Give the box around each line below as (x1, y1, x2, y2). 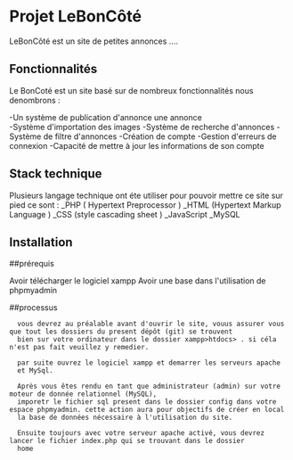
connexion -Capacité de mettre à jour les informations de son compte (9, 140, 265, 151)
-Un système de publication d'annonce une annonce (9, 111, 202, 122)
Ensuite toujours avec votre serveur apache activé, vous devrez (17, 429, 265, 438)
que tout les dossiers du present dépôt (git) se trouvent (9, 327, 233, 336)
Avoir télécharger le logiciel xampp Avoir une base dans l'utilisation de (9, 275, 266, 286)
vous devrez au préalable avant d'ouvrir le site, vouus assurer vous (17, 319, 285, 329)
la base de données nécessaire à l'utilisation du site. (17, 413, 233, 423)
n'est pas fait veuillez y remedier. (9, 343, 150, 352)
